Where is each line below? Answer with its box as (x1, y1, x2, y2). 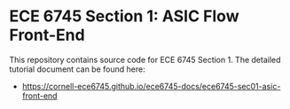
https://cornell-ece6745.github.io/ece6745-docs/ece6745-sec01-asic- (21, 81, 281, 91)
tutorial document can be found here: (9, 64, 145, 74)
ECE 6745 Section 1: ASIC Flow (9, 6, 239, 27)
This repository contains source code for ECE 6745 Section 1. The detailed (9, 54, 281, 65)
